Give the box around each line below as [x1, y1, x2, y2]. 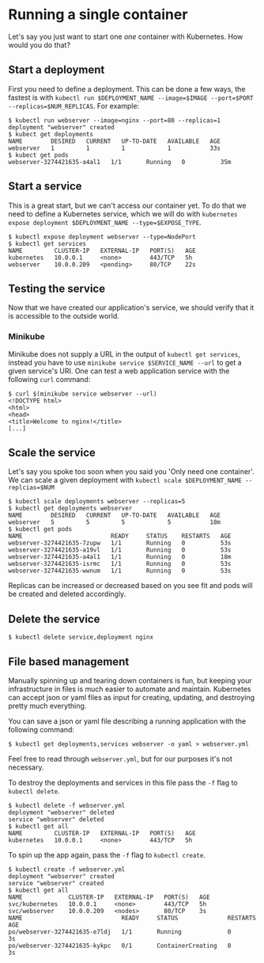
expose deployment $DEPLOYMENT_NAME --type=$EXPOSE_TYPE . [8, 217, 202, 227]
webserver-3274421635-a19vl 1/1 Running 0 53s [8, 546, 232, 554]
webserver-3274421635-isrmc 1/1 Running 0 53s [8, 560, 232, 568]
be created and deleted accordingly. [8, 589, 126, 599]
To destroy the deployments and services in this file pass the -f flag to [8, 778, 239, 788]
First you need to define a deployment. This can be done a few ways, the [8, 84, 246, 94]
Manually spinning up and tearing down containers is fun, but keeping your [8, 676, 253, 686]
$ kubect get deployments [8, 130, 93, 138]
